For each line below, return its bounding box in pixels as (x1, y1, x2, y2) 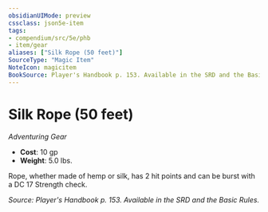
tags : (8, 26, 26, 34)
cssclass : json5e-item (8, 19, 84, 27)
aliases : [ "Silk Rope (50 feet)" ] (8, 49, 124, 57)
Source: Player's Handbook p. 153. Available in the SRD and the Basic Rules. (8, 194, 260, 204)
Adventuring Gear (8, 132, 68, 141)
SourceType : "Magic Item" (8, 57, 94, 65)
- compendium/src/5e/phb (8, 33, 91, 42)
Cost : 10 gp (19, 147, 58, 156)
